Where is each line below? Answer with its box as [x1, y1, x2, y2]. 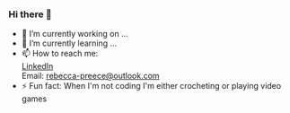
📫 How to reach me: [21, 48, 99, 59]
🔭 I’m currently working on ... [21, 29, 128, 39]
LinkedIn [21, 61, 54, 72]
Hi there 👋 [8, 8, 53, 21]
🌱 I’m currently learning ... [21, 38, 118, 48]
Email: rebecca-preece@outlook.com [21, 71, 160, 82]
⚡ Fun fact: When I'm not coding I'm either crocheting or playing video [21, 81, 282, 91]
